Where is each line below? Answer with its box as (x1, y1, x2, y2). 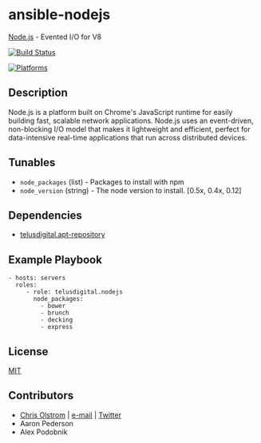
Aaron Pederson (19, 418, 74, 428)
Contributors (8, 389, 74, 402)
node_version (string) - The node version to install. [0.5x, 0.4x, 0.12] (19, 185, 242, 195)
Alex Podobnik (19, 427, 68, 437)
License (8, 345, 49, 358)
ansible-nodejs (8, 6, 111, 24)
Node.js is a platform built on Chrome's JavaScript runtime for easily (8, 107, 233, 117)
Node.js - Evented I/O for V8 (8, 32, 102, 42)
